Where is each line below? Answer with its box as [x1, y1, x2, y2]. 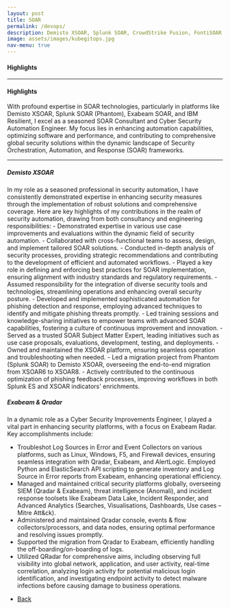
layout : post [7, 10, 44, 17]
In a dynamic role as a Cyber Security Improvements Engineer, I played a [7, 416, 212, 424]
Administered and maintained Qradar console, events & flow [16, 516, 187, 525]
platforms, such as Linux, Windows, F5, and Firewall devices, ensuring [16, 451, 216, 459]
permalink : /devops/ [7, 23, 66, 29]
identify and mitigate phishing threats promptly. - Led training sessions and [7, 309, 219, 318]
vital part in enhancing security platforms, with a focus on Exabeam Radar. [7, 422, 217, 431]
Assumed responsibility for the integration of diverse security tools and [7, 280, 207, 289]
